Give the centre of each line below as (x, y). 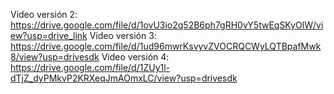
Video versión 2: (44, 14)
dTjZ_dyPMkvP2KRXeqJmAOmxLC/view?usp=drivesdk (124, 78)
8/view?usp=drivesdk (55, 57)
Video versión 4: (135, 57)
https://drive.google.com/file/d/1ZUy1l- (90, 67)
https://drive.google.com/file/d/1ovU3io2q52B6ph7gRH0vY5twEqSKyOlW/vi (167, 25)
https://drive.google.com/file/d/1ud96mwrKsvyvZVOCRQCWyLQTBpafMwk (166, 46)
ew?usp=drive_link (49, 35)
